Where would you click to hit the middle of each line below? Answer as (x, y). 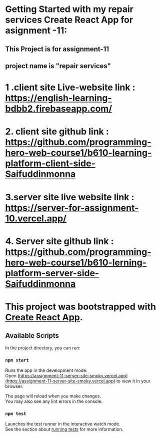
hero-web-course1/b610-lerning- (76, 263)
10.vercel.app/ (36, 218)
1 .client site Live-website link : (70, 87)
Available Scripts (32, 336)
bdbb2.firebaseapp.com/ (59, 109)
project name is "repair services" (58, 66)
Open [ (12, 376)
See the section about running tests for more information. (64, 429)
